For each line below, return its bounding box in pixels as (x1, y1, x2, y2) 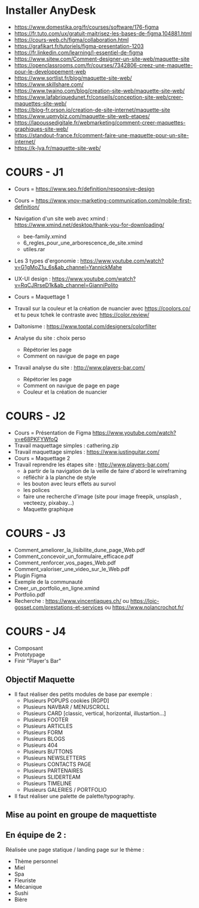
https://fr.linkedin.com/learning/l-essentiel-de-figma (14, 49, 143, 56)
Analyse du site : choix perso (14, 334, 86, 342)
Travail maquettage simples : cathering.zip (14, 442, 120, 449)
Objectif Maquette (5, 675, 75, 685)
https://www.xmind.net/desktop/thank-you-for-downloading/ (14, 221, 165, 228)
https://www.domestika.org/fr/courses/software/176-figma (14, 23, 159, 31)
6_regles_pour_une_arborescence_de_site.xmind (23, 239, 143, 246)
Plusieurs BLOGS (23, 735, 65, 742)
